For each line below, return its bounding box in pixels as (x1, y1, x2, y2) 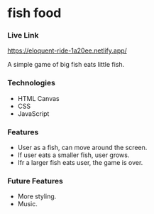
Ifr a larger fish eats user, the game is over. (17, 159, 143, 167)
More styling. (17, 192, 57, 200)
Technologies (7, 78, 55, 88)
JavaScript (17, 109, 50, 118)
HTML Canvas (17, 94, 60, 102)
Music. (17, 200, 38, 208)
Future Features (7, 176, 64, 186)
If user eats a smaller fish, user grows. (17, 151, 130, 159)
